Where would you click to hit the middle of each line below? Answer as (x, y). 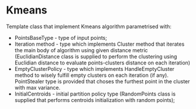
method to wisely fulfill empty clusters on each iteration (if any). (91, 75)
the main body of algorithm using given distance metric (81, 50)
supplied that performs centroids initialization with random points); (95, 100)
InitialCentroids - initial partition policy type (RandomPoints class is (95, 94)
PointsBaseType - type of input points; (61, 38)
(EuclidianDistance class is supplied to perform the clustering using (96, 56)
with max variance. (37, 87)
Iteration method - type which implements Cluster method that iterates (99, 44)
